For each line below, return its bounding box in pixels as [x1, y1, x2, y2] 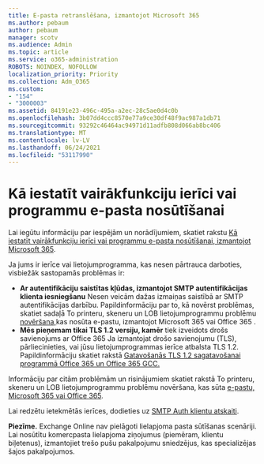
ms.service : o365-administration [8, 56, 119, 64]
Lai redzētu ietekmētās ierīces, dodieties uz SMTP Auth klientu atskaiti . [8, 406, 239, 416]
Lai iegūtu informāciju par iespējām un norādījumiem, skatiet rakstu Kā [8, 228, 238, 238]
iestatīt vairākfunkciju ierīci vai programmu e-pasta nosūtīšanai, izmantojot [8, 236, 251, 245]
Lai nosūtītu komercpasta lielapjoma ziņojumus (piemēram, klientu [8, 430, 224, 440]
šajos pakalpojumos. [8, 447, 75, 456]
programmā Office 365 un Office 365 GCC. [19, 359, 160, 369]
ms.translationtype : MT [8, 129, 87, 137]
